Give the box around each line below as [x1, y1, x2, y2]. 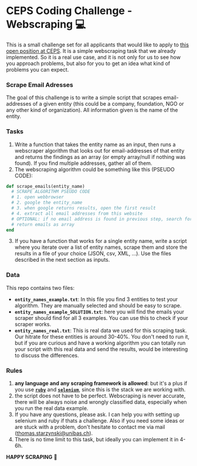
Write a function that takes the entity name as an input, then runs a [14, 141, 176, 148]
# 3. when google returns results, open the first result [11, 205, 157, 211]
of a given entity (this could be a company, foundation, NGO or [32, 100, 185, 107]
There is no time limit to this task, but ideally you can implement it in [14, 436, 179, 443]
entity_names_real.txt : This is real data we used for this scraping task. [14, 327, 187, 334]
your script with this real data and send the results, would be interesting [14, 345, 188, 353]
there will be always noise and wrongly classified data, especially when [14, 399, 187, 406]
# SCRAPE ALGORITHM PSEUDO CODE [11, 189, 91, 195]
